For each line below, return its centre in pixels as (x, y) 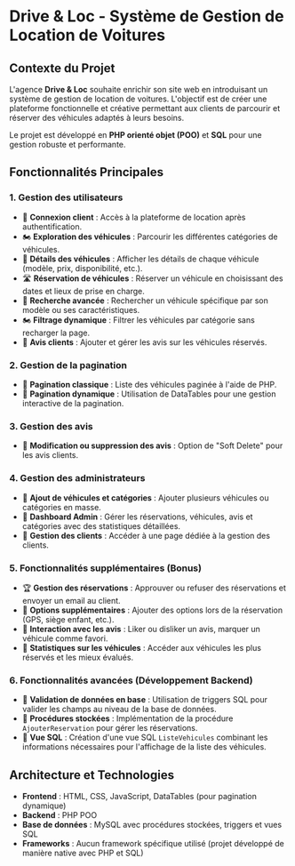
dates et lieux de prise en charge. (83, 291)
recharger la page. (56, 333)
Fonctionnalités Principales (87, 172)
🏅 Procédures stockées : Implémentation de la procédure (128, 718)
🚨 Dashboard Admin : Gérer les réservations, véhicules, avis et (137, 517)
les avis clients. (50, 455)
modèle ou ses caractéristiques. (81, 309)
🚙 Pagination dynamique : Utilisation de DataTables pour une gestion (149, 394)
